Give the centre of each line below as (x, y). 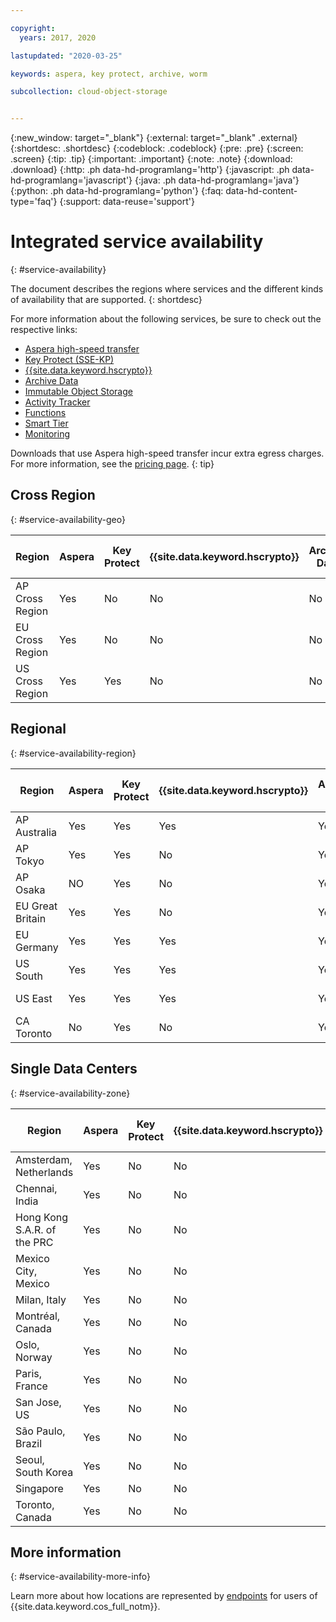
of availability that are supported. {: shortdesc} (106, 300)
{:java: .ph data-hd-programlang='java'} (217, 180)
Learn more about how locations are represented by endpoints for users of (164, 1596)
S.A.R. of (36, 1229)
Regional (38, 729)
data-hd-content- (261, 191)
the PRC (34, 1242)
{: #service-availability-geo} (68, 519)
